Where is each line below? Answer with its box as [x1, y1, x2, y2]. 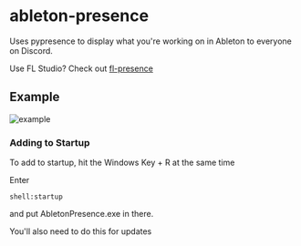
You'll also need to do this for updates [9, 226, 152, 237]
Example [9, 89, 60, 105]
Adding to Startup [9, 136, 90, 149]
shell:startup [9, 192, 64, 201]
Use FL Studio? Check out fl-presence [9, 63, 153, 74]
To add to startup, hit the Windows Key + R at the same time [9, 157, 235, 169]
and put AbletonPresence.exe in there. [9, 209, 154, 220]
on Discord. [9, 45, 53, 56]
